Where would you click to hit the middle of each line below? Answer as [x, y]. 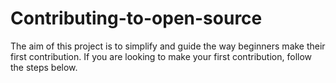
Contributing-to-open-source [136, 18]
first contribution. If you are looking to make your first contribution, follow [161, 56]
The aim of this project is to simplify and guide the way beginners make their [168, 46]
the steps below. [44, 67]
